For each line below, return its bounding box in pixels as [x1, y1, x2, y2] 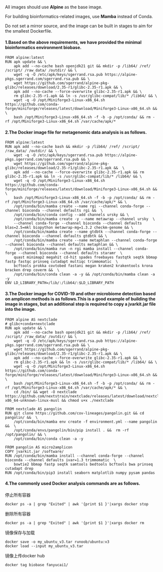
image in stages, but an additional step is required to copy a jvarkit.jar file [5, 301, 156, 307]
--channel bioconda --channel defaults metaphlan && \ [5, 242, 118, 247]
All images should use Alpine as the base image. [5, 4, 103, 10]
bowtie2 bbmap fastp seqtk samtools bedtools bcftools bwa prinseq [14, 462, 153, 466]
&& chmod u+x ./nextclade [61, 398, 114, 403]
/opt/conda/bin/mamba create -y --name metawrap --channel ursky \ [14, 216, 155, 222]
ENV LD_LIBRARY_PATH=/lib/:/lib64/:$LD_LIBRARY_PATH [5, 281, 114, 286]
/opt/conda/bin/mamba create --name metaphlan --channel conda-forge [14, 238, 158, 243]
